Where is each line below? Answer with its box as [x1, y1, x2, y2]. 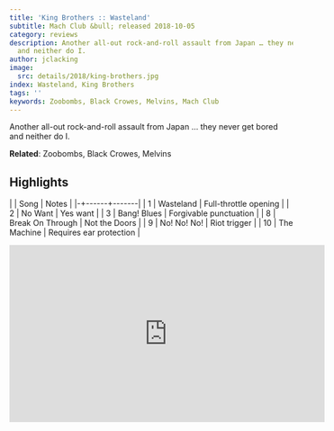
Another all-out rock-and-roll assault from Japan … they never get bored [9, 121, 279, 132]
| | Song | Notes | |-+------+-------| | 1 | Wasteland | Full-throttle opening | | [9, 199, 290, 210]
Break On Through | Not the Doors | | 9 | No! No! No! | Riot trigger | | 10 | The [9, 218, 293, 229]
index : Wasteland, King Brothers [9, 80, 135, 89]
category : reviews [9, 30, 78, 39]
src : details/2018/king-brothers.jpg [17, 72, 159, 81]
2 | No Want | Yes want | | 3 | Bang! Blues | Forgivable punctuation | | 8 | [9, 208, 276, 219]
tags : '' [9, 88, 42, 97]
